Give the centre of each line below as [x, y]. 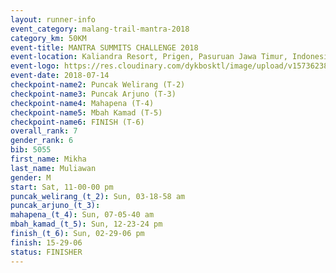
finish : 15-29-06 [46, 242]
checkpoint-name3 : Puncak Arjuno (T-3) [93, 94]
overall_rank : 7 [44, 131]
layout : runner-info [53, 19]
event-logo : [35, 66]
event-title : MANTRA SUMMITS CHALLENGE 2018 [104, 47]
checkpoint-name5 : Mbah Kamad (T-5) [86, 112]
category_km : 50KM [48, 38]
